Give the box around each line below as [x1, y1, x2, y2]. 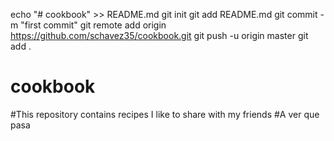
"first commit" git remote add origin [20, 19, 167, 31]
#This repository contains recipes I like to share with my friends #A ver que [10, 108, 320, 120]
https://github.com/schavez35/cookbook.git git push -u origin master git [10, 30, 309, 41]
